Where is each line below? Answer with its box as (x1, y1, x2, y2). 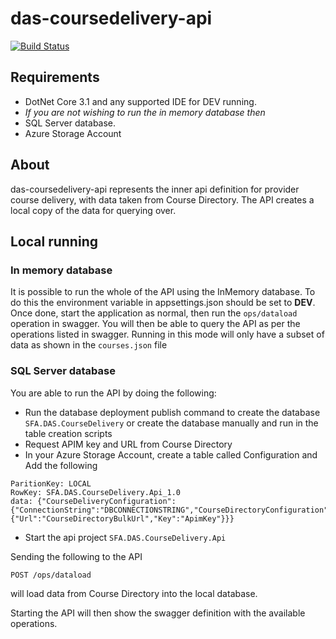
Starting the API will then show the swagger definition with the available (10, 607, 306, 619)
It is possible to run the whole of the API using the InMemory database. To (10, 286, 316, 298)
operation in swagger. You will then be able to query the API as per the (10, 318, 301, 330)
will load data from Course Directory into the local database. (10, 587, 258, 599)
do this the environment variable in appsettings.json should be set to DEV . (10, 297, 316, 309)
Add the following (24, 459, 98, 471)
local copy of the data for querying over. (10, 204, 177, 216)
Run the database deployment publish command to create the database (24, 406, 321, 418)
